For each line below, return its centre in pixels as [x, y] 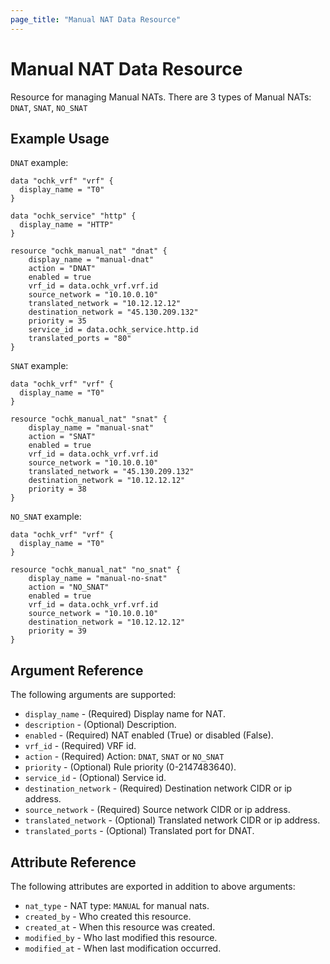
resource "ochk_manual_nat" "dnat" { [89, 251]
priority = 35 [57, 321]
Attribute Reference [73, 862]
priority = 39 [57, 631]
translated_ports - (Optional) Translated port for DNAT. [139, 831]
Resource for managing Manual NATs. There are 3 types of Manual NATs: [161, 97]
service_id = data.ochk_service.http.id [113, 330]
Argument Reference [77, 670]
